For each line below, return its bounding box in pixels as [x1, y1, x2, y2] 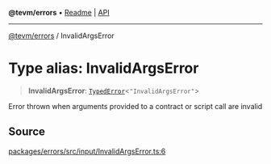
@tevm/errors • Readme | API [8, 8, 110, 17]
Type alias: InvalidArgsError [8, 59, 199, 78]
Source [8, 125, 46, 139]
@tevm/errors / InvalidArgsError [8, 31, 115, 40]
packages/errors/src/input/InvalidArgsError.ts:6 [8, 146, 166, 156]
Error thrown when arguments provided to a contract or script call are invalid [8, 101, 263, 111]
